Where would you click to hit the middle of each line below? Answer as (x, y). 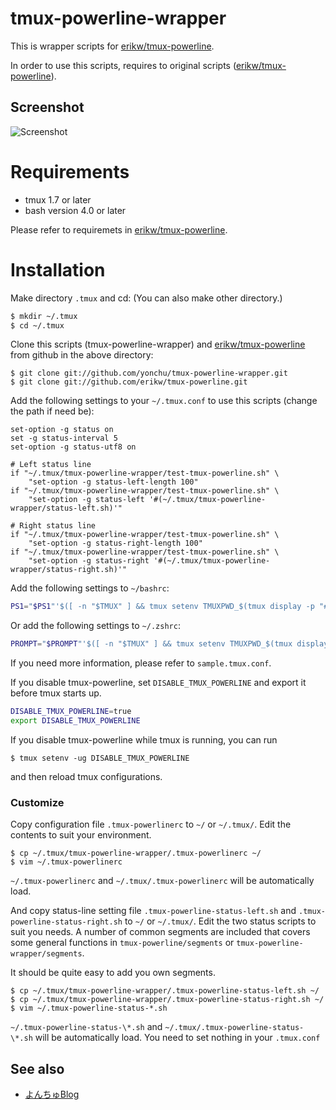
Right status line (58, 526)
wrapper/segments (46, 954)
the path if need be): (52, 411)
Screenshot (47, 107)
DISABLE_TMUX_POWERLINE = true (71, 712)
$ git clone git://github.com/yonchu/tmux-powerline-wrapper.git (149, 373)
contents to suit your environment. (81, 835)
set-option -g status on (62, 430)
